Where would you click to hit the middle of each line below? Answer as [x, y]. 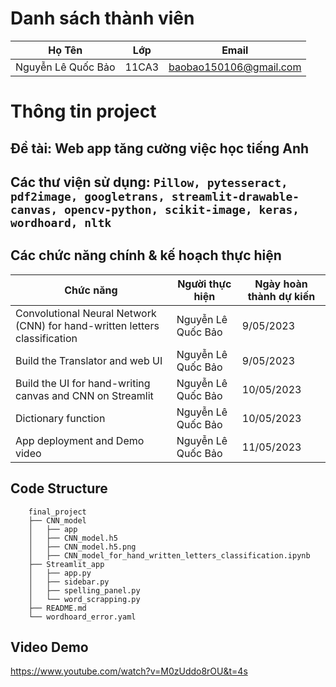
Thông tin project [83, 111]
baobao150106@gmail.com [235, 67]
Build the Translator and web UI [89, 360]
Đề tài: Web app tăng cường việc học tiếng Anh [160, 148]
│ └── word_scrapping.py [84, 599]
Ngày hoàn [281, 284]
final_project [57, 512]
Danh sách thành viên [102, 18]
